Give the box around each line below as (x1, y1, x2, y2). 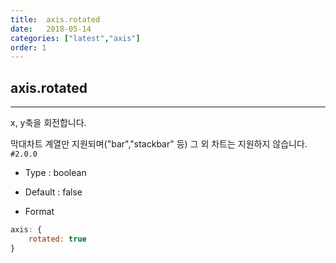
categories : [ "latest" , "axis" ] (10, 33, 141, 43)
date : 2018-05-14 (10, 24, 92, 34)
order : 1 (10, 42, 47, 53)
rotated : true (28, 234, 87, 244)
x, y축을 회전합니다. (10, 117, 87, 129)
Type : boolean (24, 167, 87, 179)
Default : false (24, 186, 83, 198)
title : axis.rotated (10, 14, 101, 25)
